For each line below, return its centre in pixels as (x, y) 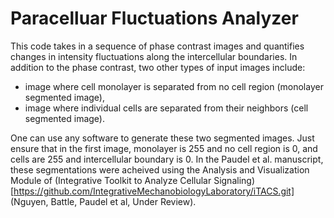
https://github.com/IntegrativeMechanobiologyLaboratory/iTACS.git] (154, 191)
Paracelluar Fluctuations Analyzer (154, 18)
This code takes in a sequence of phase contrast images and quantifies (157, 46)
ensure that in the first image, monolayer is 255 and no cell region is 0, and (164, 148)
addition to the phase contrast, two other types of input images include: (158, 67)
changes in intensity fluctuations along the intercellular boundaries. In (154, 56)
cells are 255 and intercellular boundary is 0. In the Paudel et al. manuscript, (167, 159)
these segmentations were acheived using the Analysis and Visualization (160, 169)
